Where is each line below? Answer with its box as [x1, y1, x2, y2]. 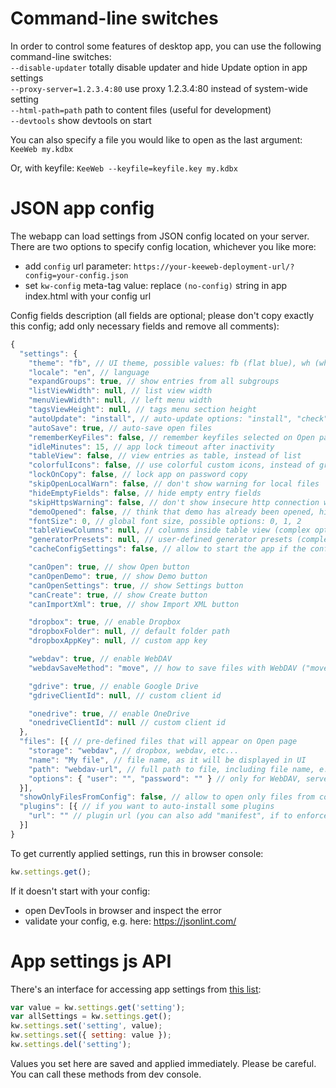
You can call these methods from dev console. [10, 1068, 202, 1080]
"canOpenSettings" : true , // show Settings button [28, 580, 244, 591]
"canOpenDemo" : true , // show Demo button [28, 571, 208, 581]
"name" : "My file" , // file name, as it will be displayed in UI [28, 755, 307, 765]
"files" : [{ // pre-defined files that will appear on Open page [19, 737, 298, 747]
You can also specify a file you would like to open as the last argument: [10, 133, 303, 146]
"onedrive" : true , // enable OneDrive [28, 708, 190, 719]
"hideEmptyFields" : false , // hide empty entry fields [28, 488, 262, 498]
